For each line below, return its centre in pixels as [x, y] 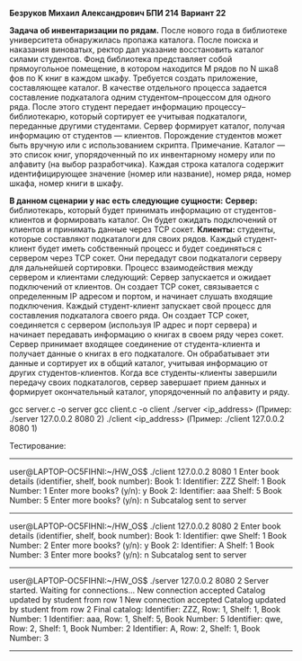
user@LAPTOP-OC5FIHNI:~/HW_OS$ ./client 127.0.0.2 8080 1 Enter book [145, 472]
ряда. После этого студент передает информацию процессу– [128, 107]
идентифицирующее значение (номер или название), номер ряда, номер [151, 174]
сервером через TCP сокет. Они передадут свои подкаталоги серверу [146, 258]
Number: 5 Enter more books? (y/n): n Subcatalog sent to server [128, 500]
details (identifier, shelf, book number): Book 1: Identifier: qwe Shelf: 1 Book [148, 536]
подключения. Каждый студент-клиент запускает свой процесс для [140, 306]
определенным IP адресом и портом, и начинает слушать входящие [141, 296]
